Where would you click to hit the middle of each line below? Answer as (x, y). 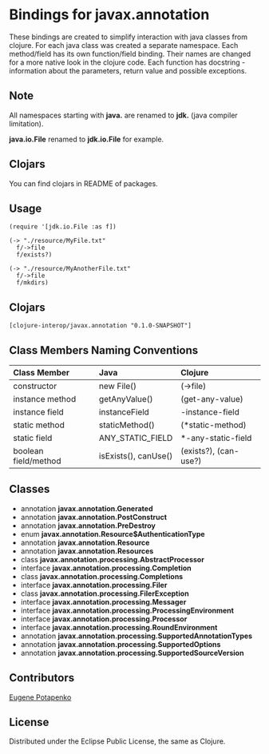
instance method (45, 399)
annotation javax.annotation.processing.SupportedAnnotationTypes (136, 636)
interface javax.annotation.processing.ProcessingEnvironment (127, 610)
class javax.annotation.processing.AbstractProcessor (112, 559)
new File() (118, 386)
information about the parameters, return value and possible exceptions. (128, 70)
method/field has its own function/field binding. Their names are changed (130, 54)
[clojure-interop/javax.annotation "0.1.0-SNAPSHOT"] (101, 326)
